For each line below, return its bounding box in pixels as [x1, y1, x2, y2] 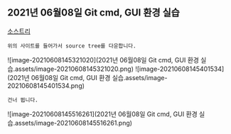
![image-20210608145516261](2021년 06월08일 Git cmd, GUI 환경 [7, 109, 198, 118]
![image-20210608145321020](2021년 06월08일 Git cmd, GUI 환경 [7, 55, 199, 64]
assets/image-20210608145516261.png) [14, 118, 133, 127]
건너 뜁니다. [7, 96, 39, 104]
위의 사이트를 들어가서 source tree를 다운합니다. [7, 42, 136, 50]
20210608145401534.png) [7, 81, 85, 90]
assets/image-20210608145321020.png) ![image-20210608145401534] [14, 65, 225, 73]
